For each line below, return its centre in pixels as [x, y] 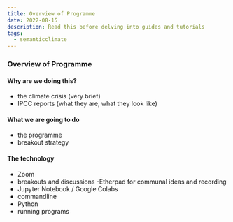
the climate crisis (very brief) [59, 96]
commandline [37, 196]
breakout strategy [43, 142]
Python [28, 204]
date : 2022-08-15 [33, 20]
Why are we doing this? [42, 80]
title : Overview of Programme [51, 14]
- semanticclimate [41, 40]
